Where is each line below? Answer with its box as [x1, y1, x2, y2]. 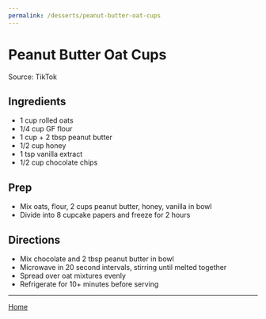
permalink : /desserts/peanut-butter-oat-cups [8, 11, 161, 20]
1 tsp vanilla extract [19, 150, 83, 159]
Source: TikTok [8, 72, 58, 82]
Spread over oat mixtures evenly [19, 271, 127, 280]
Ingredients [8, 94, 66, 108]
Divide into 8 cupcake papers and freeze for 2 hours [19, 211, 191, 220]
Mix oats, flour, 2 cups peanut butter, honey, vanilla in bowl [19, 202, 212, 211]
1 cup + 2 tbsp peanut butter [19, 132, 113, 142]
